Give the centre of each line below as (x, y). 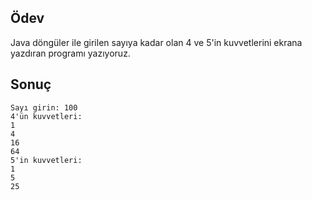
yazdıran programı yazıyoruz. (70, 53)
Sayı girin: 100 (44, 107)
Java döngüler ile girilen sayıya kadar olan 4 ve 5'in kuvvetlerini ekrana (156, 42)
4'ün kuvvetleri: (46, 116)
